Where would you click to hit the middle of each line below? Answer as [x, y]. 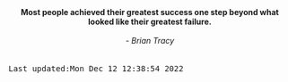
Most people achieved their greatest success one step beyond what [149, 12]
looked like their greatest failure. [150, 21]
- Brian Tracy [150, 41]
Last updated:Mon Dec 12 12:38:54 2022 [96, 69]
